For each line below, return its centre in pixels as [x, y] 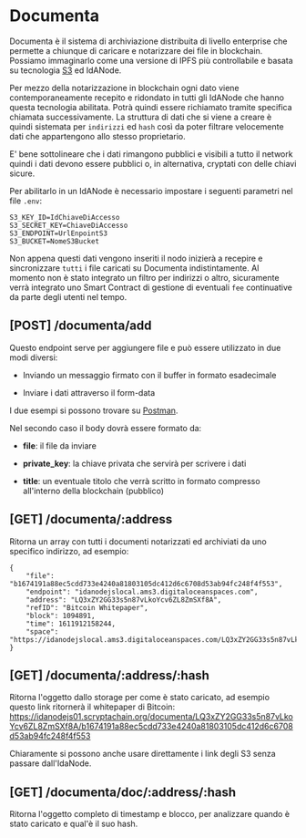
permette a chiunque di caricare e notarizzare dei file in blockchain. [136, 50]
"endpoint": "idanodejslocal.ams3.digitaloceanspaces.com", [142, 592]
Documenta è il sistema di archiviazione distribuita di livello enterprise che [148, 41]
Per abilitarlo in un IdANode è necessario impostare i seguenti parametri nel [151, 191]
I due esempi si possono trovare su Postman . [94, 410]
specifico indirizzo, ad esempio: [69, 551]
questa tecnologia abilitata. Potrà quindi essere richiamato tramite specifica [151, 107]
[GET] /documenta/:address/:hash [109, 675]
